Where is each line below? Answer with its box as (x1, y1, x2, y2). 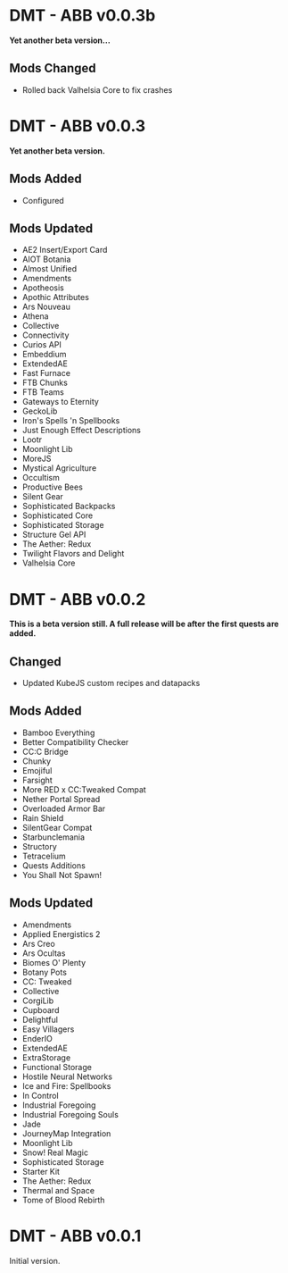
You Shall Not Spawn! (21, 869, 103, 880)
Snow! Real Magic (21, 1147, 89, 1158)
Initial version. (9, 1255, 61, 1266)
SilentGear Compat (21, 822, 93, 833)
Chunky (21, 756, 52, 766)
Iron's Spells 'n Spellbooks (21, 415, 120, 426)
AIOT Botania (21, 254, 71, 264)
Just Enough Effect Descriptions (21, 425, 141, 436)
